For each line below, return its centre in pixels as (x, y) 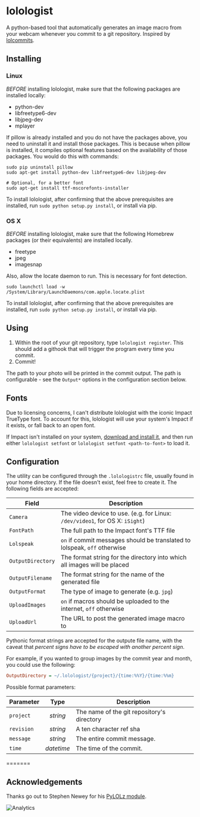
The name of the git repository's (121, 712)
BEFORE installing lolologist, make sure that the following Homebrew (90, 234)
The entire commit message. (116, 739)
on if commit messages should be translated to (126, 540)
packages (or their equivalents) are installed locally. (69, 240)
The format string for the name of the (112, 574)
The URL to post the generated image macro (123, 619)
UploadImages (28, 605)
